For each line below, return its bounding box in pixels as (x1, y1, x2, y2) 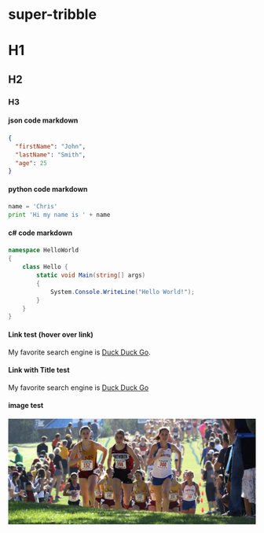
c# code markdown (8, 228, 73, 237)
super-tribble (8, 6, 97, 24)
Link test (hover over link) (8, 329, 94, 339)
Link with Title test (8, 366, 70, 375)
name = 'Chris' (8, 203, 58, 211)
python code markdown (8, 184, 88, 193)
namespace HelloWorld (8, 246, 79, 255)
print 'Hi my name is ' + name (8, 211, 111, 219)
